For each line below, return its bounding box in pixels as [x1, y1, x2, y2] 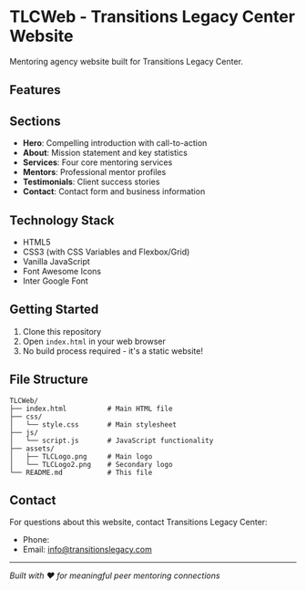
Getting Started [9, 302, 99, 317]
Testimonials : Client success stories [22, 176, 160, 188]
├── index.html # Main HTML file [9, 404, 173, 413]
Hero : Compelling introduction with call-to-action [22, 138, 208, 149]
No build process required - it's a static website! [22, 345, 203, 357]
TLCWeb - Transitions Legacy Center [9, 6, 296, 27]
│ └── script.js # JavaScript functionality [9, 436, 214, 445]
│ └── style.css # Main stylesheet [9, 419, 178, 430]
